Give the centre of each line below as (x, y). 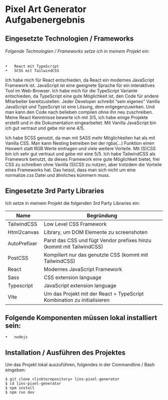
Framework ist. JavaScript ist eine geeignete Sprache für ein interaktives (80, 85)
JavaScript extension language (80, 285)
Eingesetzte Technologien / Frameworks (69, 38)
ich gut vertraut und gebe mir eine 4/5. (45, 128)
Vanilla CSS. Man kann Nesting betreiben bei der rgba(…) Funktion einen (80, 143)
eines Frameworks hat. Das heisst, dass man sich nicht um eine (70, 170)
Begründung (102, 216)
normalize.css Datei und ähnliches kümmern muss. (58, 175)
